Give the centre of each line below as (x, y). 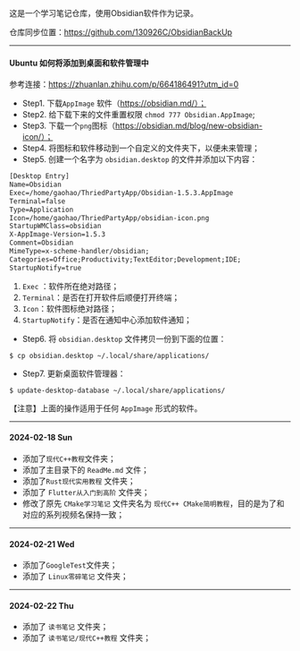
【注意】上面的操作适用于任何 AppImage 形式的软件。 (106, 408)
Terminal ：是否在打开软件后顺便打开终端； (101, 297)
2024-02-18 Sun (41, 438)
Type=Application (42, 210)
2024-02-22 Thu (42, 605)
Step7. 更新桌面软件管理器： (74, 373)
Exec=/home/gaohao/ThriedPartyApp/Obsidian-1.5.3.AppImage (121, 193)
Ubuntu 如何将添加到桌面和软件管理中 (79, 63)
